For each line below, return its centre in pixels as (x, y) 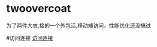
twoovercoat (39, 9)
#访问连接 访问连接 (30, 38)
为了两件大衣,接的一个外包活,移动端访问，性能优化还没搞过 (79, 25)
